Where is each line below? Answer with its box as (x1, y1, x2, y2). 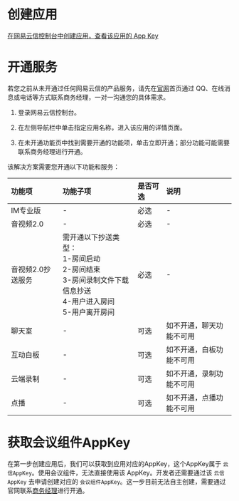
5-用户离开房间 (62, 307, 115, 317)
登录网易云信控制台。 (17, 108, 80, 116)
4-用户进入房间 (62, 296, 115, 306)
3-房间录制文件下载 (62, 275, 129, 285)
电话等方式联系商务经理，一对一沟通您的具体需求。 (19, 93, 169, 101)
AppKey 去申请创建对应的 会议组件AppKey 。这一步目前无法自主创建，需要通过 (7, 477, 226, 485)
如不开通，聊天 (166, 320, 216, 330)
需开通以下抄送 (62, 232, 112, 242)
